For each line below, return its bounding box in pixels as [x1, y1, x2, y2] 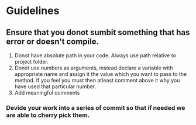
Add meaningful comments [14, 89, 80, 96]
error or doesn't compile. [6, 36, 99, 46]
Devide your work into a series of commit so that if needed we [6, 103, 185, 112]
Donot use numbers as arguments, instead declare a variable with [14, 64, 174, 71]
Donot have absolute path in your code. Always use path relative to [14, 52, 177, 59]
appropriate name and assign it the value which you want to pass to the [14, 71, 187, 77]
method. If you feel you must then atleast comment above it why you [14, 77, 180, 84]
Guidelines [6, 4, 60, 18]
